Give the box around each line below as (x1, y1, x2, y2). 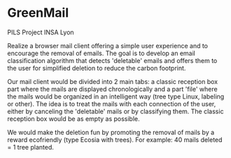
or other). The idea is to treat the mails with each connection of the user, (7, 99, 216, 108)
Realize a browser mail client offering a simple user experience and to (7, 41, 209, 50)
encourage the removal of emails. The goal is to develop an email (7, 49, 196, 57)
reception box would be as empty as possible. (7, 114, 140, 123)
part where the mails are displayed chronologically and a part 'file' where (7, 85, 218, 93)
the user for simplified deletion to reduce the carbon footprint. (7, 64, 186, 72)
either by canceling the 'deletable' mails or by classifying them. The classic (7, 107, 224, 115)
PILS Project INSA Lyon (7, 28, 75, 36)
